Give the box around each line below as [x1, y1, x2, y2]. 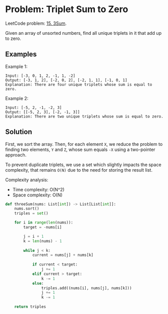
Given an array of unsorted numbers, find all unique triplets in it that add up [5, 30, 162, 36]
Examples [5, 50, 37, 59]
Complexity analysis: [5, 177, 48, 183]
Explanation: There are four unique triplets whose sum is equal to [5, 82, 152, 87]
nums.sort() [14, 206, 39, 212]
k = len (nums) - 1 [23, 238, 62, 243]
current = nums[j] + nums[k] [32, 252, 94, 258]
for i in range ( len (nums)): [14, 220, 73, 225]
